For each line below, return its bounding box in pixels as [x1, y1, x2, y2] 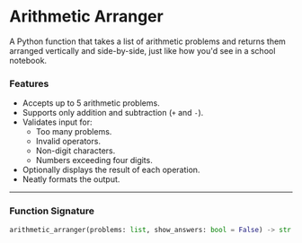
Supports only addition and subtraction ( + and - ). [22, 108, 204, 118]
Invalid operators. [35, 136, 102, 147]
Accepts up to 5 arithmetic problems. [22, 98, 160, 108]
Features [9, 77, 49, 90]
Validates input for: [22, 117, 93, 127]
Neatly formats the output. [22, 174, 120, 185]
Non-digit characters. [35, 145, 116, 156]
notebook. [9, 55, 48, 65]
